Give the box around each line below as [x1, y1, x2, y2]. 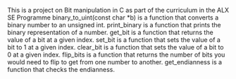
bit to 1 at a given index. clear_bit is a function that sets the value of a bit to [7, 43, 224, 51]
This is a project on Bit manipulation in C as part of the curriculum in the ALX [7, 6, 230, 14]
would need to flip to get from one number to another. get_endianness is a [7, 58, 223, 66]
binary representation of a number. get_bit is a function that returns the [7, 28, 213, 36]
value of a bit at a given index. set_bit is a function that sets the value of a [7, 36, 221, 44]
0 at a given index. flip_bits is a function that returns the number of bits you [7, 50, 225, 59]
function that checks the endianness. [7, 66, 115, 73]
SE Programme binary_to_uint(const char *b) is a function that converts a [7, 13, 219, 22]
